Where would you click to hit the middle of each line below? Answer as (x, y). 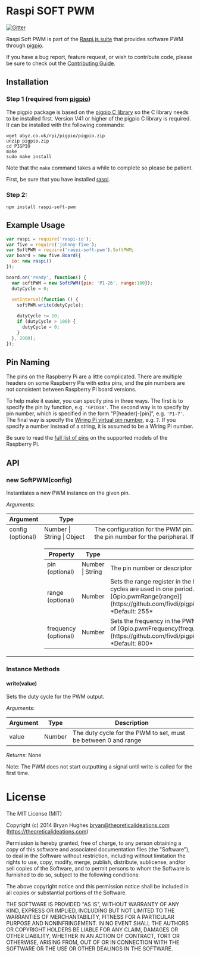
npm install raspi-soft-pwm (41, 207)
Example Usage (36, 225)
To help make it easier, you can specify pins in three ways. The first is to (95, 401)
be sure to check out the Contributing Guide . (61, 63)
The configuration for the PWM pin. (144, 529)
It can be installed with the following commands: (65, 125)
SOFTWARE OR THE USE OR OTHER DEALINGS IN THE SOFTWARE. (90, 949)
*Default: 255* (132, 611)
